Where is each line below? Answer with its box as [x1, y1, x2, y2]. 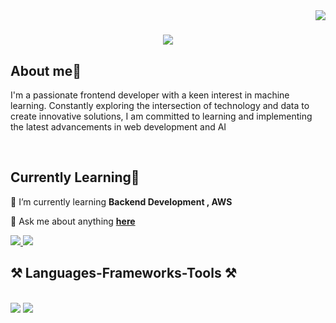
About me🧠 [10, 62, 82, 79]
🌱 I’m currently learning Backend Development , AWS [10, 195, 233, 208]
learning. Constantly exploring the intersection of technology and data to [10, 100, 310, 111]
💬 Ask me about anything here [10, 215, 136, 227]
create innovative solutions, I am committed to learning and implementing [10, 110, 313, 122]
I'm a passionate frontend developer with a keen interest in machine [10, 89, 290, 101]
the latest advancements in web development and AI [10, 121, 227, 133]
